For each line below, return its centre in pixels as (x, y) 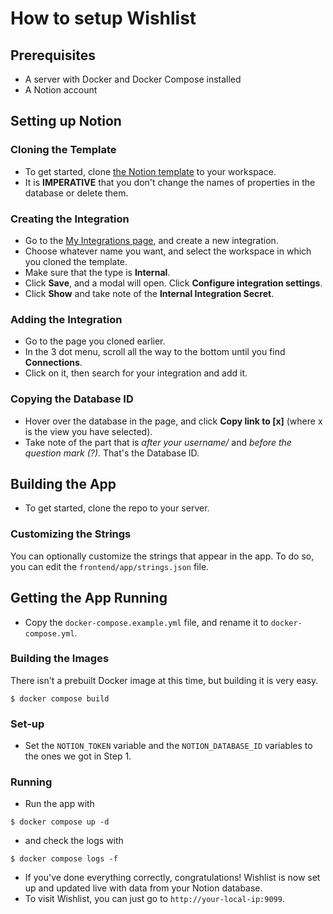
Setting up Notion (66, 121)
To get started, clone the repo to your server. (117, 508)
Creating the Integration (70, 219)
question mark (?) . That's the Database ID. (112, 453)
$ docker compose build (60, 698)
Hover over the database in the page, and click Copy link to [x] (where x (173, 421)
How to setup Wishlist (103, 18)
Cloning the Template (63, 150)
